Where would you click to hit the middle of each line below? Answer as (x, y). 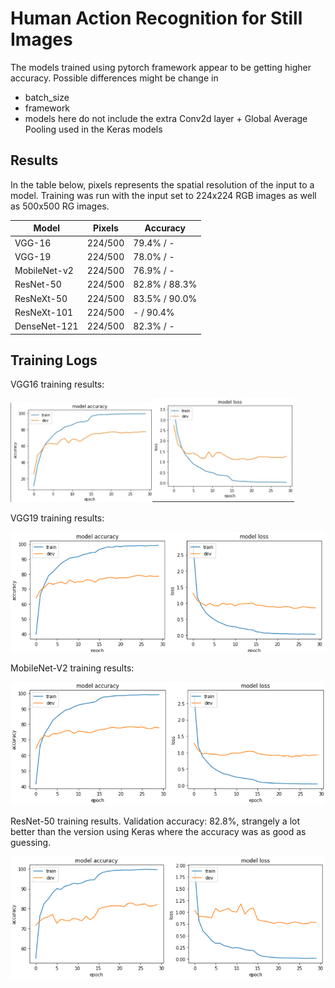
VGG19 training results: (57, 518)
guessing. (31, 843)
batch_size (47, 97)
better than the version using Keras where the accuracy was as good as (158, 832)
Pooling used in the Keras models (93, 129)
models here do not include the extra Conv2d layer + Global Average (166, 118)
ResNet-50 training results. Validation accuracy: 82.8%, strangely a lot (155, 821)
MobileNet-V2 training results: (72, 668)
